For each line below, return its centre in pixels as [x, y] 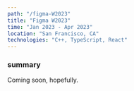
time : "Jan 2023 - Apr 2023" [50, 27]
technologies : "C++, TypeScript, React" [68, 40]
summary [24, 65]
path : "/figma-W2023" [39, 14]
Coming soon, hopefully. [43, 80]
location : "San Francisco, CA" [53, 34]
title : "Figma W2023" [39, 20]
